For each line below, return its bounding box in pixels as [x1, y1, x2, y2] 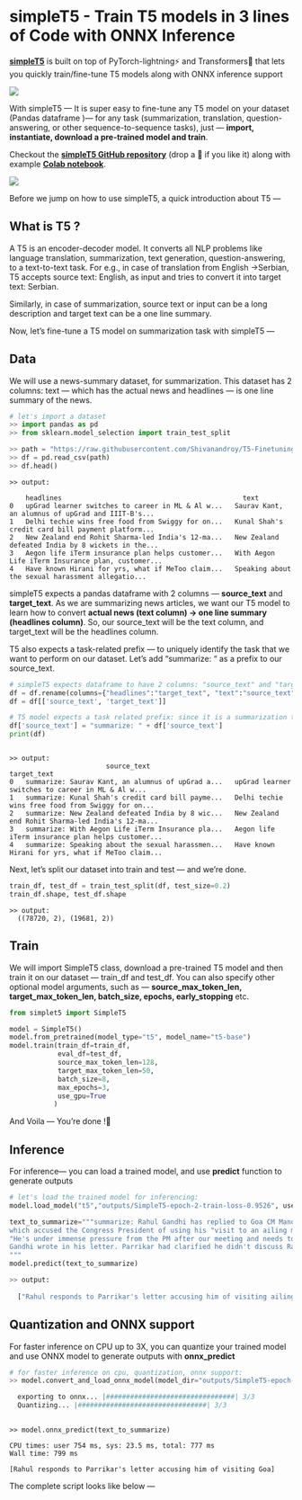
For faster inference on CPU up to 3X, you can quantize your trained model [9, 1341, 287, 1352]
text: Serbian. [9, 281, 59, 291]
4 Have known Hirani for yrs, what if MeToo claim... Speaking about [9, 564, 292, 573]
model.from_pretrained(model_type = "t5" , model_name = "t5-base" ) [9, 1032, 252, 1042]
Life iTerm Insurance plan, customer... [9, 556, 164, 566]
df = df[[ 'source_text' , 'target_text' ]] [9, 697, 167, 706]
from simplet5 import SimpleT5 [9, 1008, 127, 1017]
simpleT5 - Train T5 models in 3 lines [9, 6, 290, 27]
